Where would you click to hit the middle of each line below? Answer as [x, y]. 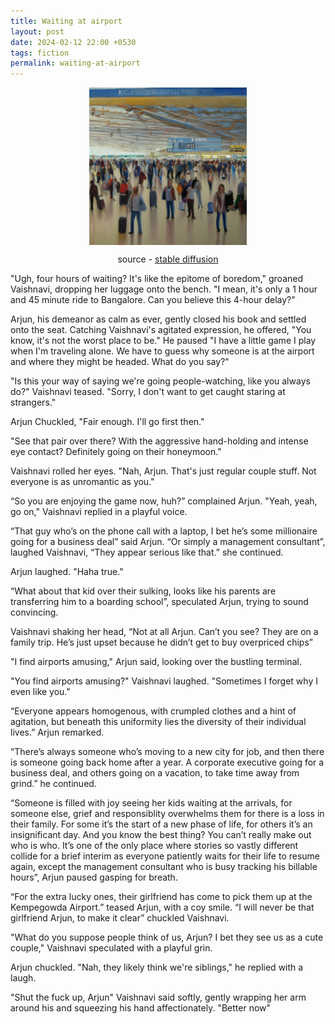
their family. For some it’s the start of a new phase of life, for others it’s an [161, 824]
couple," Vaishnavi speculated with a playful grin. [111, 948]
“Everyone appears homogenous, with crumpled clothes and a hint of [153, 711]
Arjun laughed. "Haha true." [67, 572]
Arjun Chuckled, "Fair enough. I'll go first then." [107, 422]
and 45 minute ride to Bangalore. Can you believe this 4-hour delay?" [153, 300]
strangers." [33, 402]
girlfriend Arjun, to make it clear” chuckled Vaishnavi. [120, 918]
